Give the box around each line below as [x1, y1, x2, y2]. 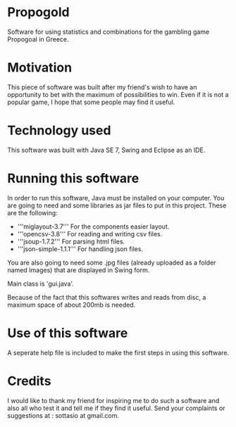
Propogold [7, 4, 70, 20]
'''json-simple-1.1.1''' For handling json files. [17, 244, 143, 253]
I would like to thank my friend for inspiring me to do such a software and [7, 396, 220, 404]
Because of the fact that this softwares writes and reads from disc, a [7, 293, 206, 301]
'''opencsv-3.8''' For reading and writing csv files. [17, 229, 163, 238]
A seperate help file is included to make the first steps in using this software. [7, 348, 230, 357]
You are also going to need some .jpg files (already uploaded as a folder [7, 258, 216, 267]
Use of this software [7, 325, 128, 341]
